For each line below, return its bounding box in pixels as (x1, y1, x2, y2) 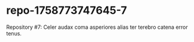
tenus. (6, 29, 22, 37)
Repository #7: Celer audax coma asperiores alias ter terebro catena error (6, 23, 189, 31)
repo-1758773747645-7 (6, 4, 128, 17)
